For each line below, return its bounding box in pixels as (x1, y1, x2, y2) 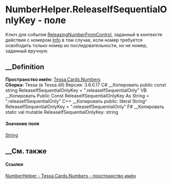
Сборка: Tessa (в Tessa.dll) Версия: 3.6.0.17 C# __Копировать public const (5, 81, 166, 88)
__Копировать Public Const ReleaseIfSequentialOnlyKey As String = (5, 92, 150, 98)
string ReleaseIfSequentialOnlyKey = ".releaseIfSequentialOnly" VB (5, 87, 147, 93)
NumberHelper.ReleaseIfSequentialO (5, 4, 167, 15)
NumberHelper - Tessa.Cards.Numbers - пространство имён (5, 173, 136, 179)
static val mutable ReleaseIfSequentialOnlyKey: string (5, 109, 119, 115)
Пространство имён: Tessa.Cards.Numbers (5, 76, 101, 83)
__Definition (5, 63, 45, 71)
